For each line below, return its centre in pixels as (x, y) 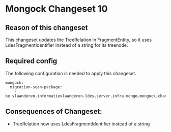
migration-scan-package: (36, 87)
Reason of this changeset (47, 28)
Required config (31, 61)
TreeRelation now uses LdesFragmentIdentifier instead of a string (81, 124)
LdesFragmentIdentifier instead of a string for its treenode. (67, 45)
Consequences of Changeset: (54, 111)
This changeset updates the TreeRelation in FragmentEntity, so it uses (78, 40)
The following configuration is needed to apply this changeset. (71, 73)
